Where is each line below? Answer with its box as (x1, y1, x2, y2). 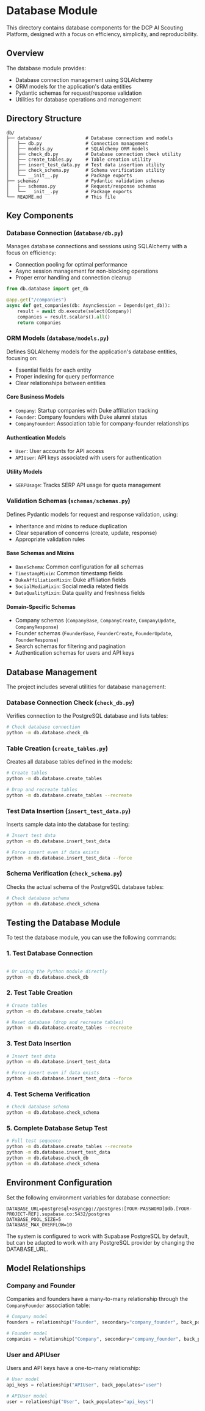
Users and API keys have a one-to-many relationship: (6, 1365, 140, 1372)
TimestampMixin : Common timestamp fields (15, 569, 123, 577)
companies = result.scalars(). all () (17, 314, 111, 320)
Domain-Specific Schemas (6, 603, 76, 610)
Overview (6, 48, 45, 59)
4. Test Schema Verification (6, 1089, 90, 1098)
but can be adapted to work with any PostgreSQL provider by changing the (6, 1239, 195, 1246)
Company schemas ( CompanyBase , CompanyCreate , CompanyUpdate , (15, 617, 176, 624)
